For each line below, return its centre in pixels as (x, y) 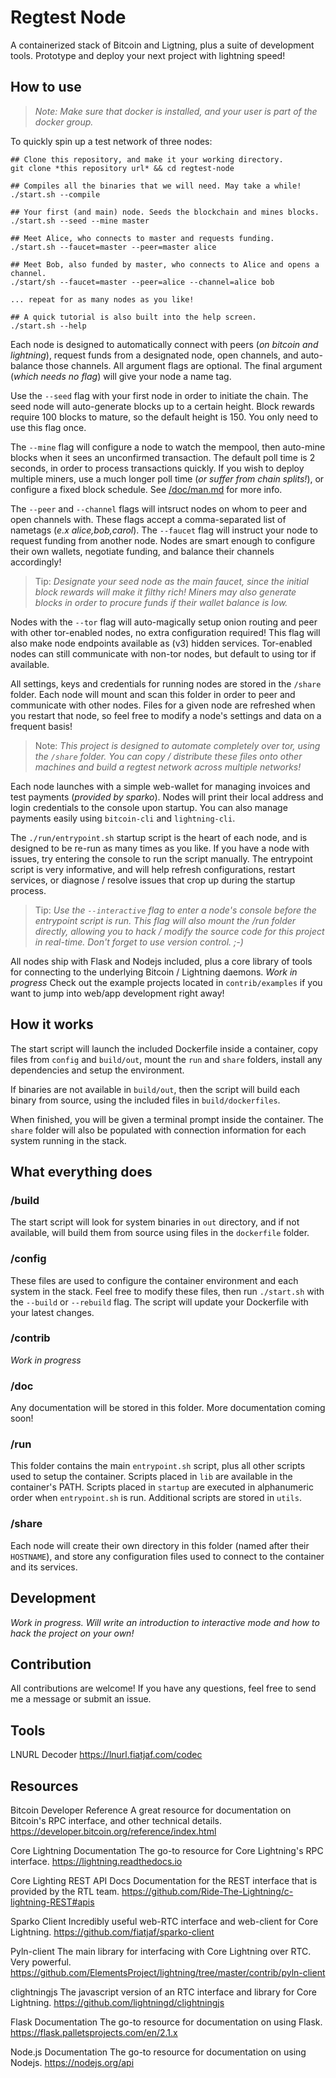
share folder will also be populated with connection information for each (158, 1130)
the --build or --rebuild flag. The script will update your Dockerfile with (159, 1302)
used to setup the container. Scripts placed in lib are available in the (151, 1477)
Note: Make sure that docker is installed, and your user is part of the (176, 111)
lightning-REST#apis (52, 1902)
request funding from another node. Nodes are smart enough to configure (163, 540)
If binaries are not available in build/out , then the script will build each (155, 1089)
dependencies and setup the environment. (97, 1070)
